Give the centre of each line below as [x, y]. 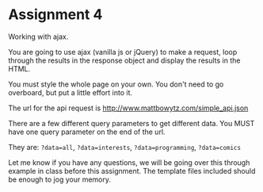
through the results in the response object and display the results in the [124, 60]
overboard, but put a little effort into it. [71, 92]
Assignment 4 [55, 15]
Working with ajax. [38, 36]
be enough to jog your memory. [59, 179]
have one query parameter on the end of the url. [87, 132]
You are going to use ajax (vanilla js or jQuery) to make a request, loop [123, 52]
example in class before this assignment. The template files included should [132, 171]
